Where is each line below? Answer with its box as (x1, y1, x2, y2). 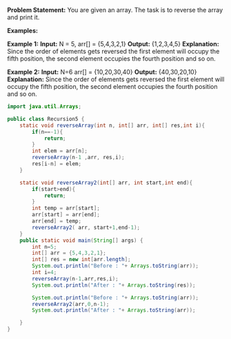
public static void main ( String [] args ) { (19, 237, 143, 244)
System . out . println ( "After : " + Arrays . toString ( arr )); (32, 307, 196, 314)
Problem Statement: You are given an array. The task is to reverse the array (7, 6, 223, 14)
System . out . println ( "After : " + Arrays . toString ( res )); (32, 282, 196, 289)
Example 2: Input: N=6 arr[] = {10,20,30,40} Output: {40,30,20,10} (7, 68, 197, 76)
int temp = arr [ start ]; (32, 205, 100, 212)
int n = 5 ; (32, 243, 57, 250)
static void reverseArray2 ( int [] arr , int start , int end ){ (19, 179, 193, 186)
